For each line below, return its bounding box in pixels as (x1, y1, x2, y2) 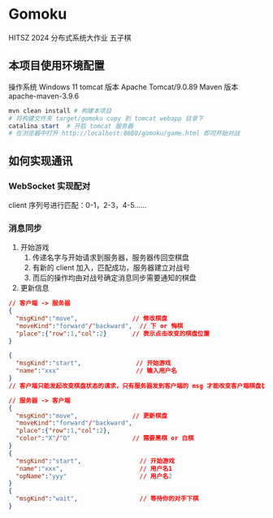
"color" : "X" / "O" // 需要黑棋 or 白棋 (15, 434, 195, 442)
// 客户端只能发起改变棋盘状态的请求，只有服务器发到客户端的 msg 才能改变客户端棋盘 (8, 382, 262, 390)
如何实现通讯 (8, 153, 73, 167)
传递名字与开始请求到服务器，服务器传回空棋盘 (32, 253, 189, 262)
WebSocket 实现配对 (8, 180, 91, 192)
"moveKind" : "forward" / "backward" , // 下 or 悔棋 (15, 322, 184, 330)
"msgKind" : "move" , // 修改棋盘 (15, 314, 168, 322)
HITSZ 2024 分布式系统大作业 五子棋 (8, 32, 132, 42)
